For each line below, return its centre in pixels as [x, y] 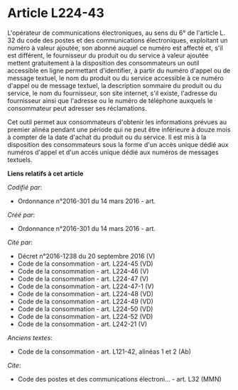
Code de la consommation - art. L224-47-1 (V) [86, 286]
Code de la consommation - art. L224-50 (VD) [85, 309]
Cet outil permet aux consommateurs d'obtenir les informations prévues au [117, 121]
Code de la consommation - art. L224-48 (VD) [86, 293]
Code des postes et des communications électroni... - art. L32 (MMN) [119, 379]
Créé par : [21, 215]
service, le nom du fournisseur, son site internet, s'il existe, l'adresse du [112, 93]
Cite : [14, 365]
